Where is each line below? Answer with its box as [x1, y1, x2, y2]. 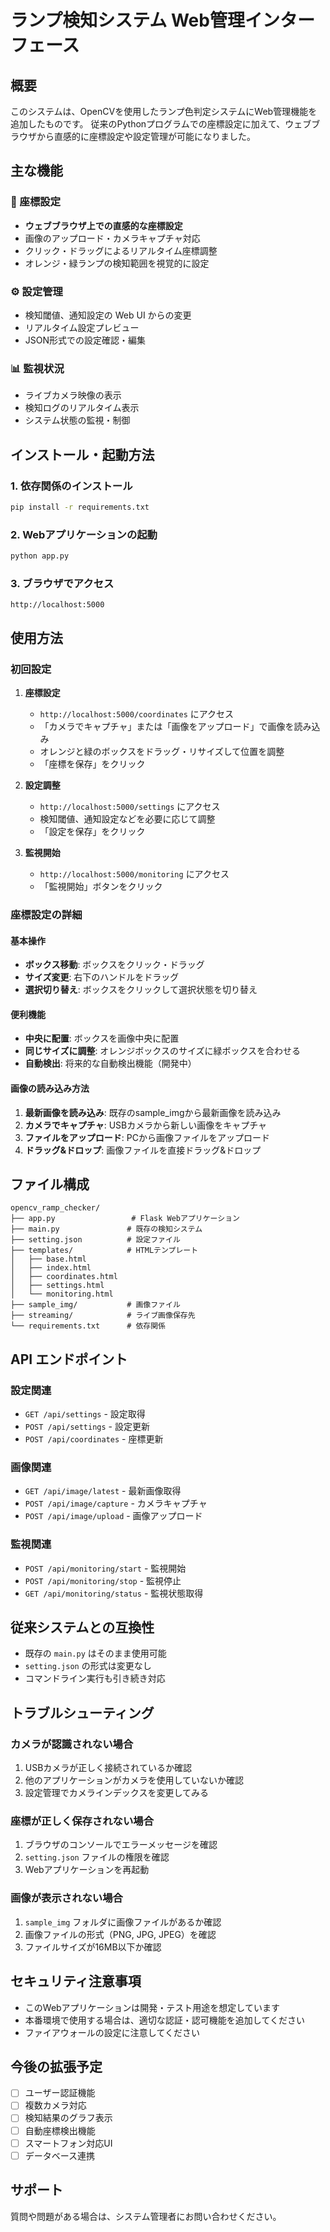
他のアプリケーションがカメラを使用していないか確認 [24, 1774, 245, 1786]
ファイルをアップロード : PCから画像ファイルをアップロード [24, 1131, 270, 1143]
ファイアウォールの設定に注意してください [24, 2026, 200, 2038]
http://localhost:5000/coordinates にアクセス [39, 708, 235, 720]
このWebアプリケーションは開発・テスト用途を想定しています [24, 2001, 280, 2013]
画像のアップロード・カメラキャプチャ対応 [24, 232, 201, 244]
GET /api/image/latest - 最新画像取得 [24, 1485, 182, 1497]
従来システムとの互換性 [10, 1619, 155, 1636]
